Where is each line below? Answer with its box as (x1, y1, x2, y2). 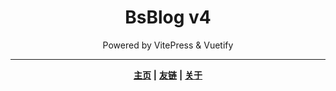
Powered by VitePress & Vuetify (102, 39, 234, 51)
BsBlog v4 (124, 6, 212, 29)
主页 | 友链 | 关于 (133, 69, 203, 81)
